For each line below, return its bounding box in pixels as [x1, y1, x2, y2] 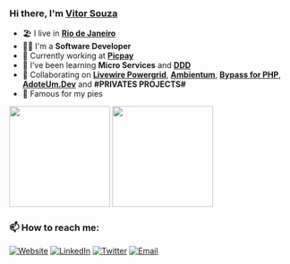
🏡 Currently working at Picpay [21, 50, 134, 61]
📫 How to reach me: [9, 222, 100, 234]
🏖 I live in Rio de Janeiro [21, 28, 116, 38]
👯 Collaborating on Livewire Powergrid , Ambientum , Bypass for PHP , [21, 70, 282, 81]
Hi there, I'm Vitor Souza [9, 7, 118, 20]
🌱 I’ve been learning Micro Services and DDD [21, 60, 192, 71]
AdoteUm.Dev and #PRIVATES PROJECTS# [21, 79, 186, 89]
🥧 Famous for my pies [21, 89, 103, 99]
